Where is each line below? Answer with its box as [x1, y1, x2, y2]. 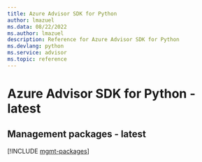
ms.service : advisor [7, 50, 68, 57]
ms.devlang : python [7, 43, 64, 50]
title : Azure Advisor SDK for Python [7, 10, 117, 17]
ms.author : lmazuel [7, 29, 64, 37]
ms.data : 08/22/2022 [7, 23, 68, 30]
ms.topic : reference [7, 56, 68, 63]
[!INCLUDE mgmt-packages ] [7, 147, 89, 155]
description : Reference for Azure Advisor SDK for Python [7, 36, 180, 43]
